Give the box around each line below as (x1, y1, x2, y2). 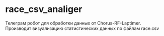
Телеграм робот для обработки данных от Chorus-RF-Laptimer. (5, 20, 141, 26)
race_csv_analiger (5, 3, 83, 15)
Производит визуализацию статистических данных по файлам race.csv (5, 25, 159, 31)
